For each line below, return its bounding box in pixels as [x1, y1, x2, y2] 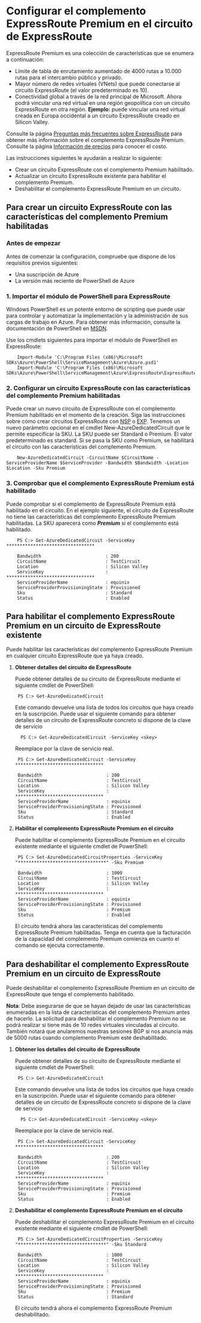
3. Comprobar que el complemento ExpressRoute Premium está [6, 479, 194, 488]
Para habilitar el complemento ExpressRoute [6, 611, 175, 621]
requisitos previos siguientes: [6, 259, 79, 266]
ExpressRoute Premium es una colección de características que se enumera [6, 49, 194, 56]
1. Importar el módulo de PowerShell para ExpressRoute [6, 292, 170, 300]
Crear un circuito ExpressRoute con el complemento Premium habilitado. [14, 166, 194, 173]
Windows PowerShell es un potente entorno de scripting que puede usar [6, 306, 185, 313]
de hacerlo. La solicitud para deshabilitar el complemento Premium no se [6, 1015, 186, 1022]
